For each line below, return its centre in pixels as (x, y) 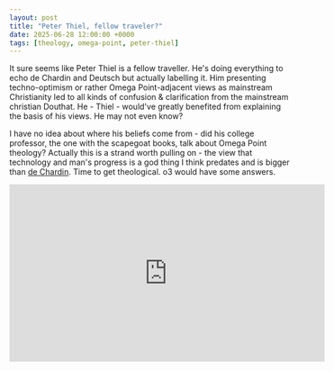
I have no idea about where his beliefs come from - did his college (132, 134)
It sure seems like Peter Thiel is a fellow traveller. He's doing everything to (146, 68)
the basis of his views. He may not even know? (96, 116)
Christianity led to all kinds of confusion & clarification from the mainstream (149, 97)
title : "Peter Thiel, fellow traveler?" (86, 26)
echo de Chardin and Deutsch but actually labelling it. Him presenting (138, 78)
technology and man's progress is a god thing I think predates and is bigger (149, 162)
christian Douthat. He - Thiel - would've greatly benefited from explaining (145, 107)
